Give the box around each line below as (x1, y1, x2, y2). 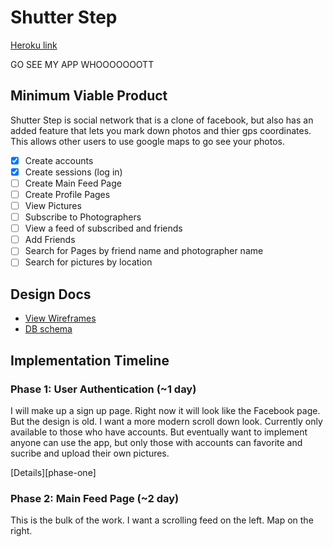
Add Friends (24, 234, 76, 246)
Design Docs (10, 286, 92, 303)
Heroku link (10, 39, 58, 51)
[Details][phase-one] (10, 466, 97, 478)
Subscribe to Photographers (24, 211, 142, 223)
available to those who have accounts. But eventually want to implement (10, 426, 308, 438)
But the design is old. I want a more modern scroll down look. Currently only (10, 415, 323, 427)
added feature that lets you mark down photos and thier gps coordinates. (10, 124, 312, 136)
